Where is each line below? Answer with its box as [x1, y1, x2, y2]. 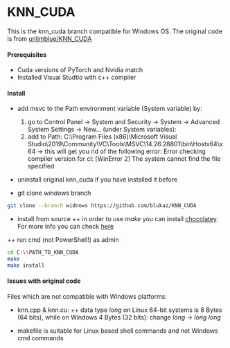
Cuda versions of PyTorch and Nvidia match [17, 66, 143, 74]
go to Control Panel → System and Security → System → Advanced [27, 118, 220, 126]
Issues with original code [7, 277, 81, 285]
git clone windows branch [17, 189, 91, 198]
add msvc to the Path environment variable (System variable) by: [17, 105, 202, 113]
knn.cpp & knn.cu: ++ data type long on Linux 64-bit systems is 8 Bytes [17, 306, 223, 314]
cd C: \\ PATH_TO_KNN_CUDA [7, 249, 79, 256]
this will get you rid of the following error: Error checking [44, 147, 206, 156]
